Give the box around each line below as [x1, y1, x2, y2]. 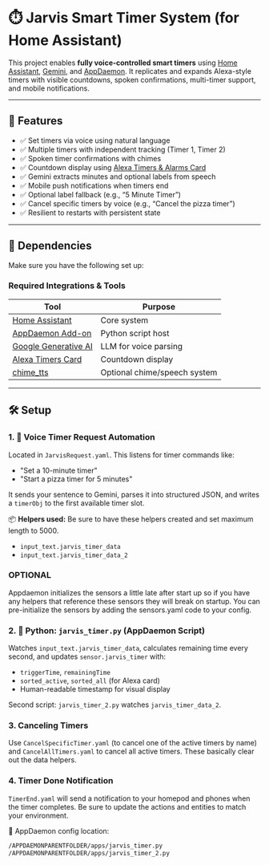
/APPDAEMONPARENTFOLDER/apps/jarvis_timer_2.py [8, 849, 171, 857]
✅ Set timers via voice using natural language [19, 136, 171, 145]
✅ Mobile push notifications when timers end [19, 181, 169, 190]
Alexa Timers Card [12, 353, 82, 364]
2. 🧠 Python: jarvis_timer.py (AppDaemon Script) [8, 625, 206, 636]
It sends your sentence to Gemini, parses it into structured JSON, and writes [8, 489, 260, 499]
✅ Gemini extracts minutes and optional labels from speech [19, 172, 216, 181]
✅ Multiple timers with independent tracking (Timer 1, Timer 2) [19, 144, 226, 154]
